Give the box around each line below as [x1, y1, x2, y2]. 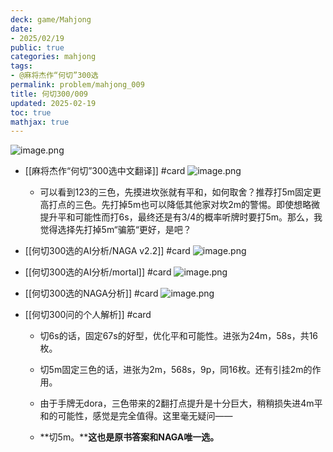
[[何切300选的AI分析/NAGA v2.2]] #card [24, 245, 191, 257]
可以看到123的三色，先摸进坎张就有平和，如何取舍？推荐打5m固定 [39, 186, 313, 198]
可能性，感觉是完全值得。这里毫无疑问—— [57, 410, 233, 422]
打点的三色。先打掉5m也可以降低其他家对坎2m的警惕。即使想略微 [48, 199, 320, 211]
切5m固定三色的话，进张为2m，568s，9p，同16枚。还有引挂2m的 [39, 364, 313, 376]
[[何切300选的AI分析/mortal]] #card [24, 266, 172, 278]
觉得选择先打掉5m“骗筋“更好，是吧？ [39, 224, 192, 236]
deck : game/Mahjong [10, 14, 92, 25]
